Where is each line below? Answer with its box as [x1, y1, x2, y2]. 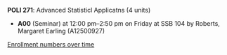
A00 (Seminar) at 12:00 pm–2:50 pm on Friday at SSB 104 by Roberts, [17, 19, 220, 27]
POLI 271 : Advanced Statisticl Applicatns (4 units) [7, 6, 151, 14]
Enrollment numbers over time [7, 40, 95, 48]
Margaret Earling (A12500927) [17, 27, 105, 35]
